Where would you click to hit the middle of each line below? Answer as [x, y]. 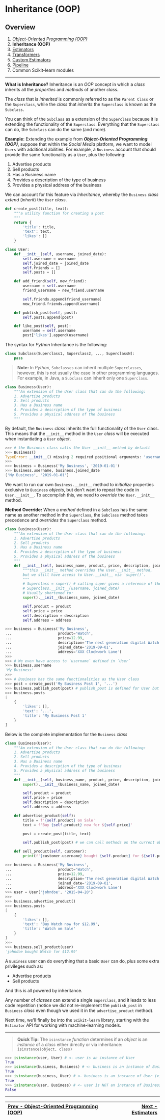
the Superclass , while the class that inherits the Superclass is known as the [81, 104]
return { [23, 222]
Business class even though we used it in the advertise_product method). [79, 1011]
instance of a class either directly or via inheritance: [70, 1044]
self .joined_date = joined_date [56, 263]
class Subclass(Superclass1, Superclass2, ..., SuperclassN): [70, 354]
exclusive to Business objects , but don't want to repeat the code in [72, 490]
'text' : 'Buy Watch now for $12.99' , [61, 924]
